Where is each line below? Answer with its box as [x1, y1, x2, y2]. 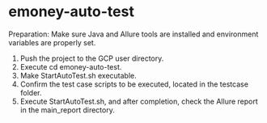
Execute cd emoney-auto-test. [19, 61, 122, 71]
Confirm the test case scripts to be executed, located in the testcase [19, 79, 249, 89]
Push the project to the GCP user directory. [19, 53, 164, 63]
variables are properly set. [8, 37, 96, 47]
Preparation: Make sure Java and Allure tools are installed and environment [8, 29, 259, 39]
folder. [19, 87, 42, 97]
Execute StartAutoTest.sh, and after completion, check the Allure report [19, 96, 259, 106]
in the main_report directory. [19, 104, 115, 115]
